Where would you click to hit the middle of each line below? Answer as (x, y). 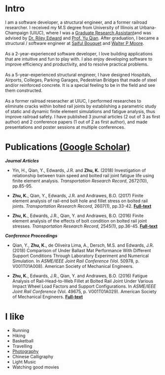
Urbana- (148, 27)
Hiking (19, 336)
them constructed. (24, 90)
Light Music (24, 362)
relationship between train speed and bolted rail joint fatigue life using (83, 175)
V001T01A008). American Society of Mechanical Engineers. (73, 266)
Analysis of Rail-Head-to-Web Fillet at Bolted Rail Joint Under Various (83, 281)
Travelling (22, 346)
